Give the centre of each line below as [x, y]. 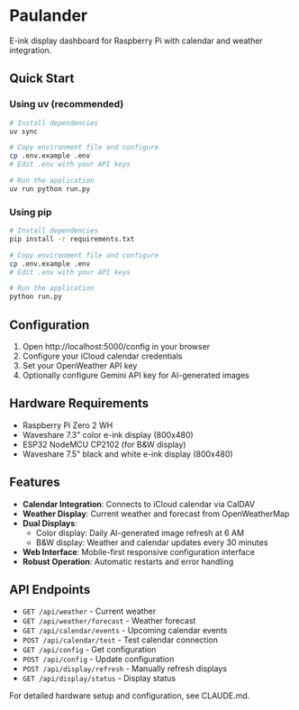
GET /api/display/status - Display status [99, 678]
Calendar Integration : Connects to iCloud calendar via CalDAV [138, 504]
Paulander [49, 16]
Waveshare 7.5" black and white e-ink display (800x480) [127, 454]
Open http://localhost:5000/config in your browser [116, 346]
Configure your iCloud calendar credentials [102, 356]
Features [35, 482]
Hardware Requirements [79, 403]
